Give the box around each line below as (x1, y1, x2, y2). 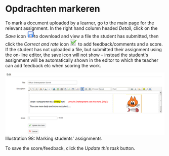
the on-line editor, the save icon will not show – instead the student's (5, 52, 148, 58)
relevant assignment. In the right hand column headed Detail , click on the (5, 25, 158, 31)
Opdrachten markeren (5, 3, 100, 15)
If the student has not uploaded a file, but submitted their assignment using (5, 46, 162, 52)
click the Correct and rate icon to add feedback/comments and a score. (5, 41, 163, 47)
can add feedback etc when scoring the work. (5, 62, 101, 68)
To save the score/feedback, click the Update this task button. (5, 145, 136, 151)
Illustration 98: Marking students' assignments (5, 135, 102, 142)
